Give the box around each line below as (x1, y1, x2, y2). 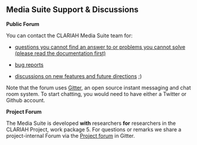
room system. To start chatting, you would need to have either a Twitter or (6, 90, 187, 97)
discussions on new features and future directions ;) (14, 72, 142, 79)
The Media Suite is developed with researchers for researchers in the (6, 120, 176, 127)
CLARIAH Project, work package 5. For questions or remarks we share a (6, 125, 182, 133)
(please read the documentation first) (14, 50, 106, 57)
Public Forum (6, 20, 40, 27)
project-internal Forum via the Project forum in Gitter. (6, 132, 135, 139)
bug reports (14, 61, 44, 68)
